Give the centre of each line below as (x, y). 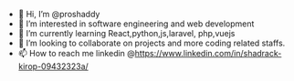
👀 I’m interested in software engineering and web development (136, 24)
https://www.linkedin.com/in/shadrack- (208, 53)
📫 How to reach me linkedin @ (76, 53)
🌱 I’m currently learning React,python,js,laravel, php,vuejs (126, 33)
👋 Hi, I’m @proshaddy (59, 14)
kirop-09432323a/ (53, 66)
